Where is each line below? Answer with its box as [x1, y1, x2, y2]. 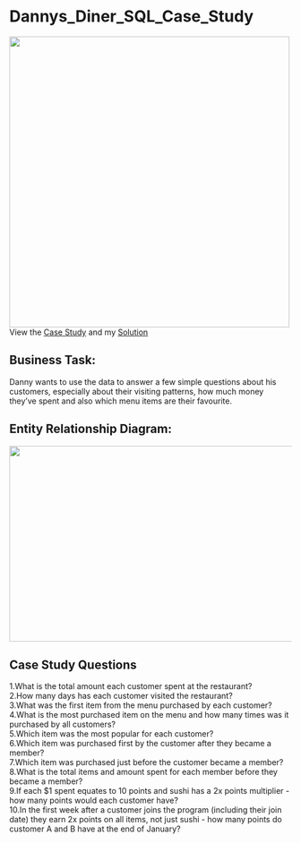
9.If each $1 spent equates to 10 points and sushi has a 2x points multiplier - [9, 786, 289, 796]
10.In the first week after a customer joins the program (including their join [9, 805, 282, 815]
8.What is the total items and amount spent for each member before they [9, 767, 278, 778]
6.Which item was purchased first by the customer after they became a [9, 738, 271, 749]
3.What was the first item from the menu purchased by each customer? [9, 700, 272, 711]
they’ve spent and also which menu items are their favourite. [9, 396, 233, 406]
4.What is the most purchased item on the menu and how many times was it [9, 710, 289, 720]
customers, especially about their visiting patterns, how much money [9, 386, 264, 396]
